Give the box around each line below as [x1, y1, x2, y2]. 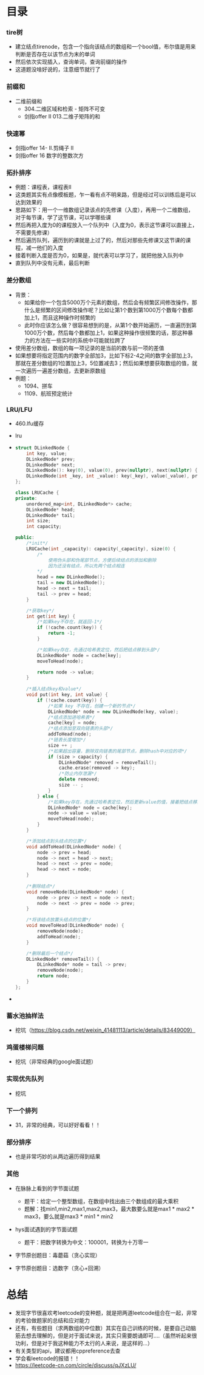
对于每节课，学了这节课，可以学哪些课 [15, 214, 111, 221]
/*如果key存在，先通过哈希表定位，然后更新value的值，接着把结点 [47, 799, 193, 805]
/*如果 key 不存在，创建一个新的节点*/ [47, 703, 136, 709]
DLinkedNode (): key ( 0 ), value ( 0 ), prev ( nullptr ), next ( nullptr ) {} [26, 468, 200, 474]
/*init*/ [26, 541, 49, 547]
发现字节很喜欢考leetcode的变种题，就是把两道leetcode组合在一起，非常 [15, 1309, 197, 1316]
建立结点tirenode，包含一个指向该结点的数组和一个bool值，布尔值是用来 [15, 43, 196, 50]
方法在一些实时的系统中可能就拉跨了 [35, 336, 126, 344]
